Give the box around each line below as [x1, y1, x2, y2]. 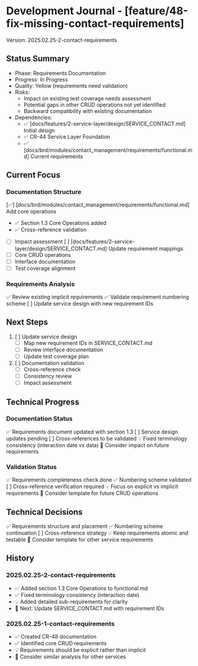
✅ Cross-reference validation [14, 226, 87, 233]
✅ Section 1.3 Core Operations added [14, 219, 107, 227]
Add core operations [6, 208, 56, 215]
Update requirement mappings [108, 245, 183, 252]
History [6, 553, 34, 563]
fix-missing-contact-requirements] [6, 17, 184, 30]
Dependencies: [14, 114, 52, 121]
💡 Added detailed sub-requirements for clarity [14, 598, 128, 605]
